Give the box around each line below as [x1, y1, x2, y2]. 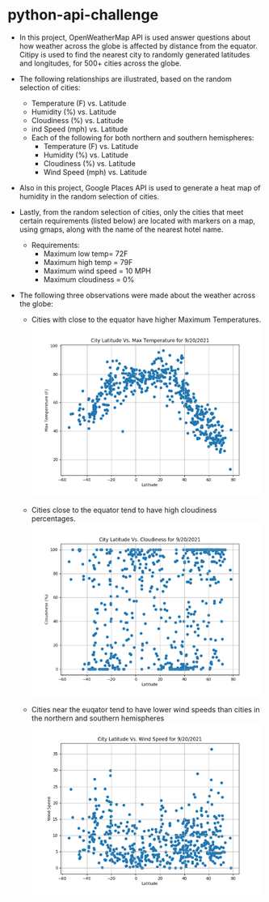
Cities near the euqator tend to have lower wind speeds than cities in [31, 704, 260, 714]
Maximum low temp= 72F [43, 249, 128, 259]
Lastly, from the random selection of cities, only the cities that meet [19, 207, 244, 216]
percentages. [31, 514, 76, 524]
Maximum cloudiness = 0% [43, 274, 135, 284]
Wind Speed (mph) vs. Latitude [43, 167, 147, 177]
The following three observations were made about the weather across [19, 290, 256, 300]
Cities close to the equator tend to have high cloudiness [31, 505, 217, 515]
